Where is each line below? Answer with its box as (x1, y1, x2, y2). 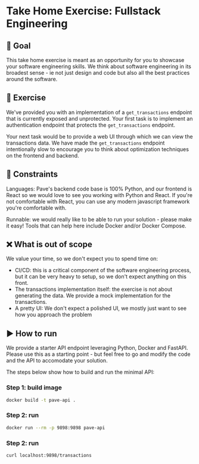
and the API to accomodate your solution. (6, 357, 108, 364)
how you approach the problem (14, 311, 92, 318)
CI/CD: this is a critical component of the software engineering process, (14, 267, 191, 274)
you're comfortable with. (6, 204, 67, 211)
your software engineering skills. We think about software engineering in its (6, 63, 192, 70)
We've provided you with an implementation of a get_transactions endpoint (6, 109, 192, 116)
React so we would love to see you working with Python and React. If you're (6, 191, 192, 198)
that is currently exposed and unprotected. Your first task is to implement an (6, 115, 193, 122)
